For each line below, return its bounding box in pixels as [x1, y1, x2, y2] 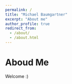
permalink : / [5, 7, 32, 12]
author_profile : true [5, 21, 50, 26]
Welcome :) [5, 73, 29, 79]
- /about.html [9, 35, 39, 40]
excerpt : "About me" [5, 16, 48, 21]
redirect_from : [5, 26, 37, 31]
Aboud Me [5, 57, 49, 68]
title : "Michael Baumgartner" [5, 12, 68, 17]
